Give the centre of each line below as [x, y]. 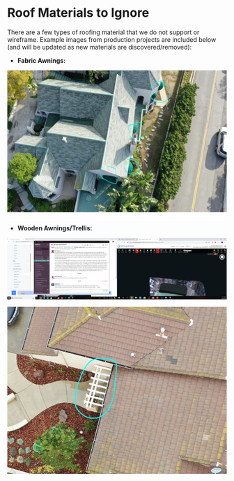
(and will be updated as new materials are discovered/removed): [100, 47]
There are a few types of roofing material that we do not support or [103, 32]
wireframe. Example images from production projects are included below [112, 39]
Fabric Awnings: [41, 60]
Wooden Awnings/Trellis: [55, 228]
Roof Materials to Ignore [78, 13]
